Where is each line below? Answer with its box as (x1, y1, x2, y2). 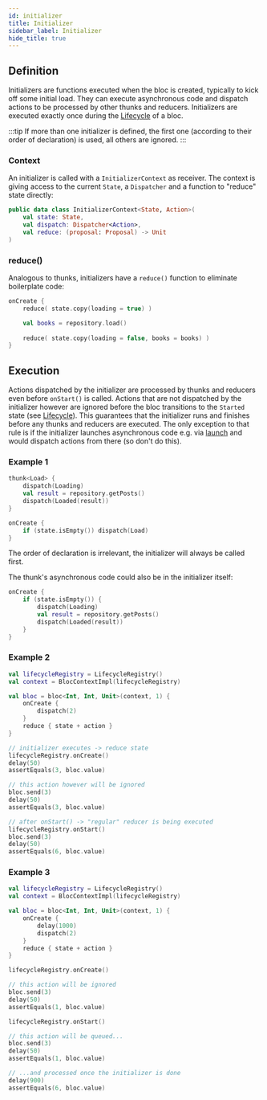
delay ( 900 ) (8, 1076, 45, 1085)
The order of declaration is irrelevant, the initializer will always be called (8, 548, 245, 558)
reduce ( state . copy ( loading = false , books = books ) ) (22, 334, 210, 342)
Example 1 (8, 456, 49, 468)
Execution (8, 363, 60, 378)
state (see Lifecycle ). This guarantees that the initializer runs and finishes (8, 411, 250, 420)
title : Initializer (8, 19, 74, 27)
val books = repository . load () (22, 319, 127, 327)
